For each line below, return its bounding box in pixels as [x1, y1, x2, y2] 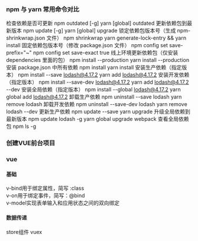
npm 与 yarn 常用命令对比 [6, 5, 80, 13]
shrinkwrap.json [6, 34, 46, 42]
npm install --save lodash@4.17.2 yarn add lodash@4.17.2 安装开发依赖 [17, 71, 190, 78]
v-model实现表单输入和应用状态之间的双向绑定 [6, 199, 120, 207]
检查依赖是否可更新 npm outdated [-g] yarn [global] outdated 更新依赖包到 [6, 19, 187, 27]
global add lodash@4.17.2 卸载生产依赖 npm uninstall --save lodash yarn [6, 93, 182, 101]
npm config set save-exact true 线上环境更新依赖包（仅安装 [33, 49, 178, 57]
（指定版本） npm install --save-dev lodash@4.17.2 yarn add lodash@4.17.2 [6, 78, 189, 86]
